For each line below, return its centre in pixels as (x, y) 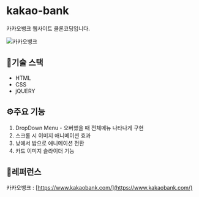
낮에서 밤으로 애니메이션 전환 (50, 143)
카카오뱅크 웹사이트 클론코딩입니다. (48, 28)
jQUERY (25, 91)
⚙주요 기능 (26, 112)
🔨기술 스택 (25, 63)
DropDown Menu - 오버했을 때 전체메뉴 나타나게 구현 (79, 128)
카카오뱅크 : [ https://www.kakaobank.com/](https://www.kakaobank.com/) (99, 188)
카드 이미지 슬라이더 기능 (45, 150)
